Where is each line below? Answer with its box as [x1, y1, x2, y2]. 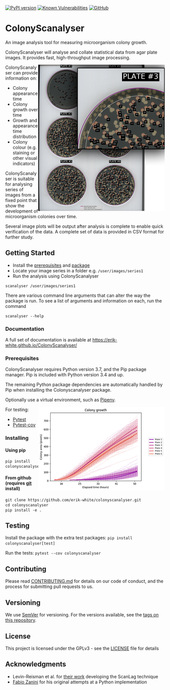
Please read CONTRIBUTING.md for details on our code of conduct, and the [5, 578, 163, 584]
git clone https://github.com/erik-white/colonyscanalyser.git [5, 497, 142, 502]
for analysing [5, 181, 33, 187]
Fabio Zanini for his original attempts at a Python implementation [12, 679, 147, 685]
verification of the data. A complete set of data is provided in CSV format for [5, 228, 164, 234]
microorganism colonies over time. [5, 213, 77, 219]
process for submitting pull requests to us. [5, 583, 94, 590]
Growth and [12, 117, 37, 123]
